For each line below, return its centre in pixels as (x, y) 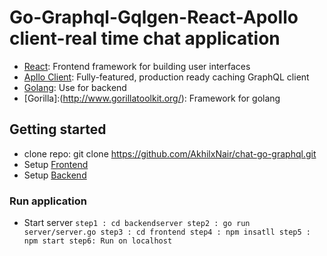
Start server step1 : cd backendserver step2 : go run (137, 223)
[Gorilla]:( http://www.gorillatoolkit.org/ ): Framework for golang (152, 98)
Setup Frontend (56, 164)
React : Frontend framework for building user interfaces (137, 66)
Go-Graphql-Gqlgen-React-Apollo (154, 17)
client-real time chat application (145, 38)
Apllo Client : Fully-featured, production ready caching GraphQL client (166, 77)
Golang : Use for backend (75, 87)
